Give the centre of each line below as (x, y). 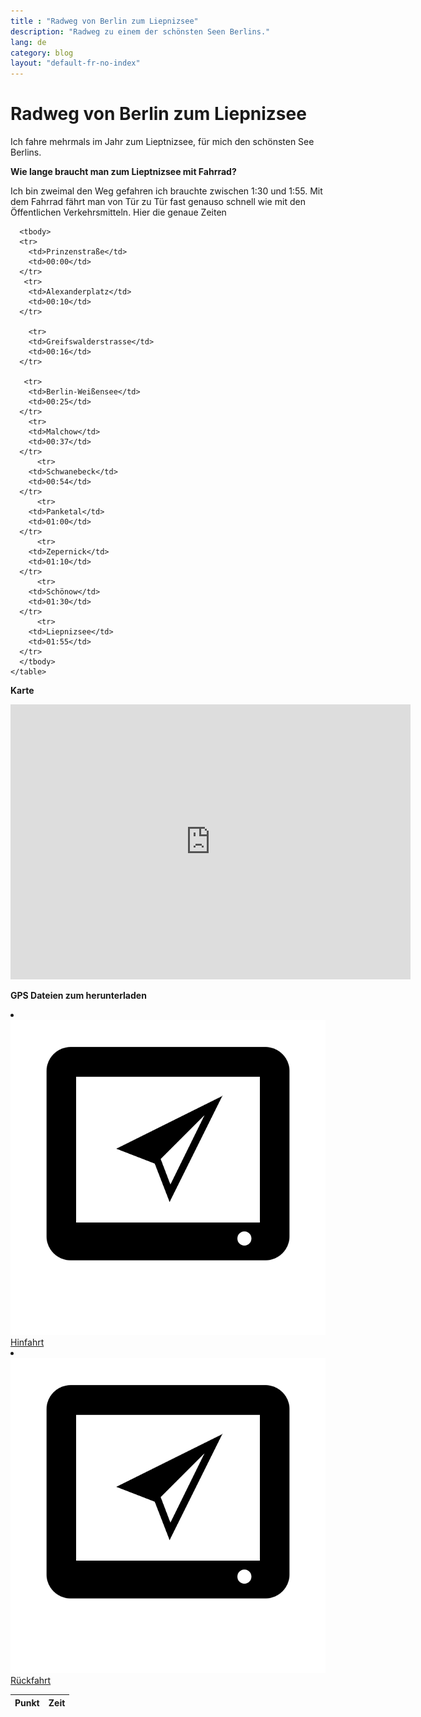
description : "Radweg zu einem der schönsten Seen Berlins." (140, 31)
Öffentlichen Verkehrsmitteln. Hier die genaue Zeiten (118, 212)
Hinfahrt (27, 1342)
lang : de (28, 42)
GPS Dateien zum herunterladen (78, 996)
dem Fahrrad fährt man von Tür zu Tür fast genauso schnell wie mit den (158, 202)
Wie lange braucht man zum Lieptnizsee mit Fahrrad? (123, 172)
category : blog (42, 53)
